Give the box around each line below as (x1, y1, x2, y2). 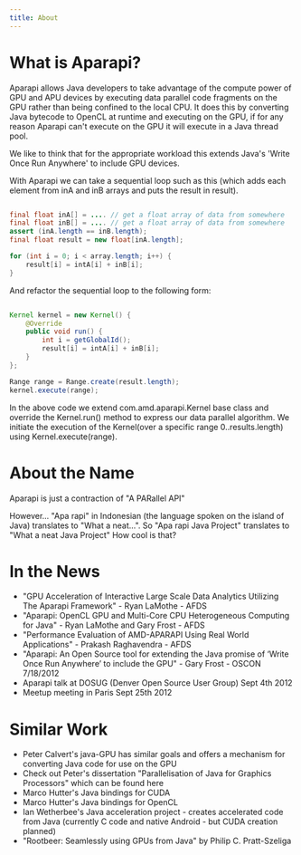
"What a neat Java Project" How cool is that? (9, 529, 177, 540)
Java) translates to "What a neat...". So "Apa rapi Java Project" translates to (9, 520, 290, 531)
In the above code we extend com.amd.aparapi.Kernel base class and (9, 402, 269, 413)
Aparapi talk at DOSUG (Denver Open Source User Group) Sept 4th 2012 (22, 677, 293, 688)
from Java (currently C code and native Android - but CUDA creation (22, 816, 278, 827)
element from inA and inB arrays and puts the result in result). (9, 185, 239, 196)
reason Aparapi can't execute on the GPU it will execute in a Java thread (9, 120, 278, 131)
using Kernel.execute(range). (9, 431, 118, 442)
